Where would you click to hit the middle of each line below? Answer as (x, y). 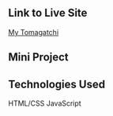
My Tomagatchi (34, 32)
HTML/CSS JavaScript (45, 103)
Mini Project (38, 58)
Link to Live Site (48, 13)
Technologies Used (56, 84)
